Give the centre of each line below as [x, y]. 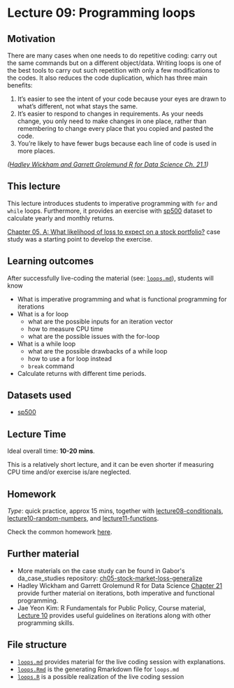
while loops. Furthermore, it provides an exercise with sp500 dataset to [110, 211]
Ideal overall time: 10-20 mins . [51, 451]
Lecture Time [37, 434]
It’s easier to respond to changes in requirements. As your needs [110, 114]
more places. [36, 151]
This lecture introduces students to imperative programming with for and [112, 203]
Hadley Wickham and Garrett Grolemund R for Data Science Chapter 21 [120, 585]
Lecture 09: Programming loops [101, 13]
